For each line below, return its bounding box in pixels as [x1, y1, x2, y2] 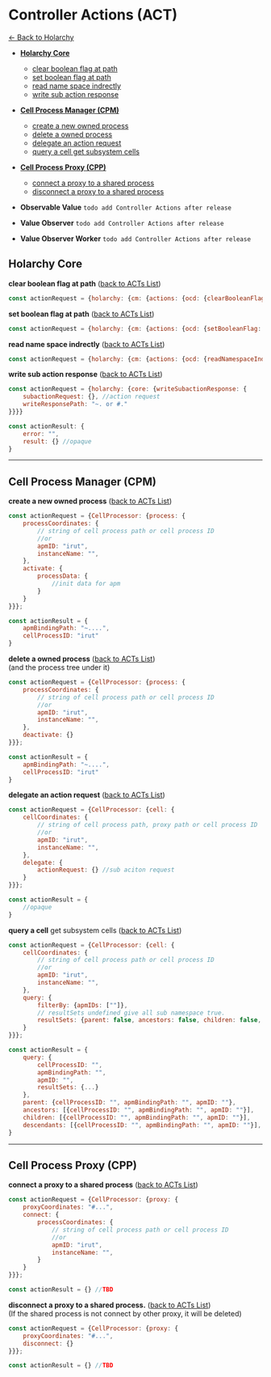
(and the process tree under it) [8, 663, 110, 672]
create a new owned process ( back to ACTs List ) [8, 496, 173, 506]
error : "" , [23, 430, 60, 438]
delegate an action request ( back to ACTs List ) [8, 790, 165, 800]
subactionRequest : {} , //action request [23, 392, 161, 401]
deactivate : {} [23, 731, 74, 739]
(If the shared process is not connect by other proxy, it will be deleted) [8, 1308, 242, 1318]
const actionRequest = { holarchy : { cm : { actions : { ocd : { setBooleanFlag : [8, 324, 262, 333]
